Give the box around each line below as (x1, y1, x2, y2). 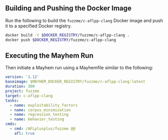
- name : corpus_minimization (10, 107, 71, 113)
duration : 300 (5, 84, 35, 89)
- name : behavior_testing (10, 117, 65, 122)
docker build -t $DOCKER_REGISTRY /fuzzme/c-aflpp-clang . (5, 32, 130, 37)
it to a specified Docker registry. (5, 23, 72, 29)
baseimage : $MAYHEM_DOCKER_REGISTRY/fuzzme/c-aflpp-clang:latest (5, 79, 145, 84)
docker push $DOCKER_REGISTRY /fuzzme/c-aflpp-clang (5, 37, 116, 42)
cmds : (5, 121, 17, 127)
